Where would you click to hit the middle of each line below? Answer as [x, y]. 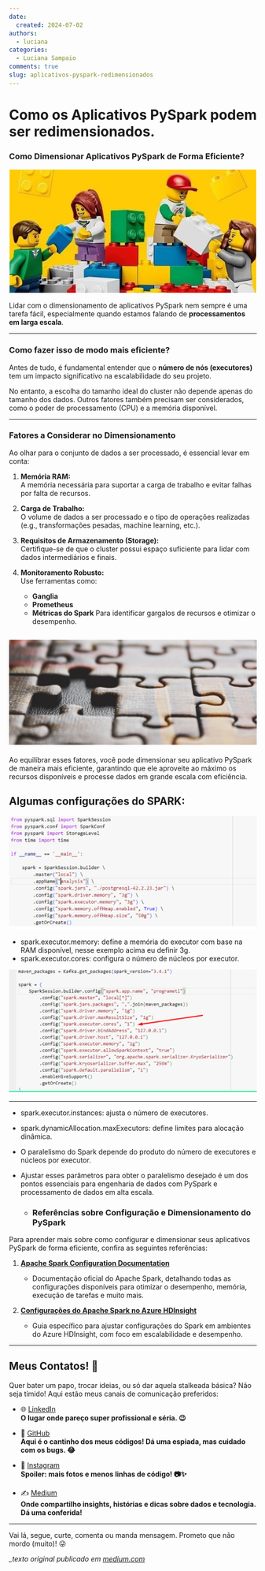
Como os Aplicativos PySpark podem [133, 115]
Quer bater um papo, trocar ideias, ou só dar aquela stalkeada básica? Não [131, 1385]
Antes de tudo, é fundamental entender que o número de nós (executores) [131, 368]
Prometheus [53, 604]
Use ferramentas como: [59, 580]
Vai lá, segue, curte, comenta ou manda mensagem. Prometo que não [122, 1535]
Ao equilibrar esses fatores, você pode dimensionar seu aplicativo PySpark [131, 759]
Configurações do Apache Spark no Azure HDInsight [109, 1310]
